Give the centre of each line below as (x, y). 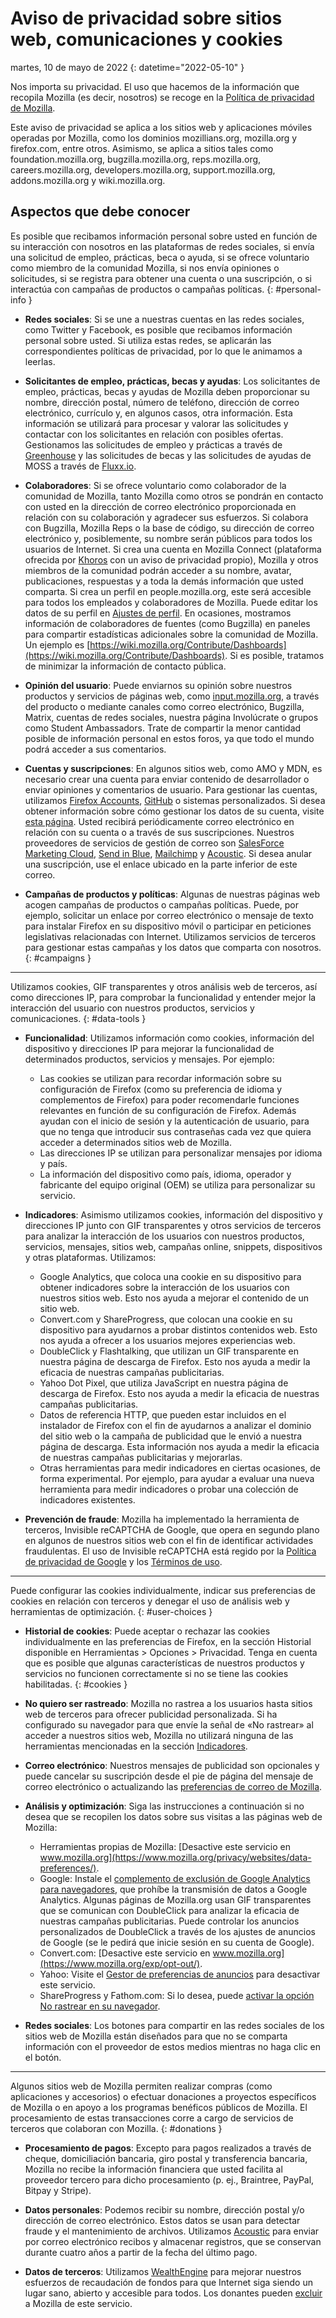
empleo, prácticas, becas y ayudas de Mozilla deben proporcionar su (167, 391)
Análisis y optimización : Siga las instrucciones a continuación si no (164, 1806)
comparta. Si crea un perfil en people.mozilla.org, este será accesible (168, 591)
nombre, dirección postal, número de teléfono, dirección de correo (162, 402)
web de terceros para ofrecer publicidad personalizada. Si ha (151, 1714)
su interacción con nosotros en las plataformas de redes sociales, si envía (162, 246)
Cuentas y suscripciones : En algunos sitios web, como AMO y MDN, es (173, 768)
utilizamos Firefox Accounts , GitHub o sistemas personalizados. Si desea (175, 800)
